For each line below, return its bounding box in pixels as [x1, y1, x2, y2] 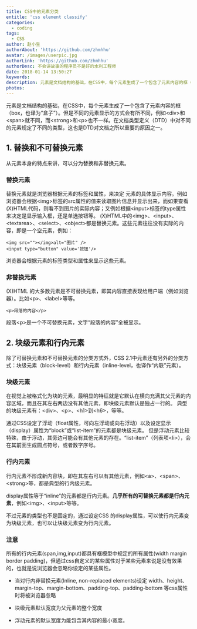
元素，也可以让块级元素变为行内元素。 [21, 519, 114, 526]
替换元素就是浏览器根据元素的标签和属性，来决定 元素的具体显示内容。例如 [6, 190, 188, 197]
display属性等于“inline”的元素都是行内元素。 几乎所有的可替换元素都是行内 [6, 492, 185, 499]
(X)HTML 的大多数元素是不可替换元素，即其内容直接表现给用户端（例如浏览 [6, 287, 189, 295]
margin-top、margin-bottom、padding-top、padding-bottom [14, 584, 163, 591]
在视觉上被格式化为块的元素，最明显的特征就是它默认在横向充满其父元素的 [6, 392, 186, 400]
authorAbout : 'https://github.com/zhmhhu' [6, 47, 111, 53]
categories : [6, 19, 35, 25]
